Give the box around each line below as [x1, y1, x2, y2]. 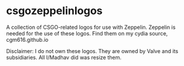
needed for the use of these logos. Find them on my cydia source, [6, 29, 168, 37]
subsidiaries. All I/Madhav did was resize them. [6, 54, 122, 61]
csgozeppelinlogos [6, 4, 103, 18]
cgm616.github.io [6, 36, 49, 43]
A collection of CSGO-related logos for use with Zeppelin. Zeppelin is [6, 24, 176, 31]
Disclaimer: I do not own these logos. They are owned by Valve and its [6, 47, 179, 54]
